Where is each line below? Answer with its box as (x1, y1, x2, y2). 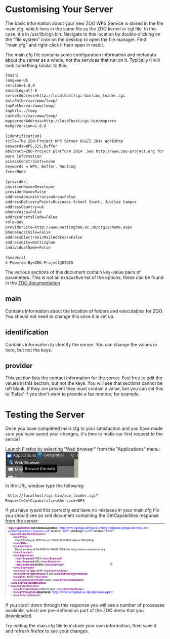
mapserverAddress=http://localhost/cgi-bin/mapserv (5, 118, 116, 124)
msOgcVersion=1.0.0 (5, 123, 47, 129)
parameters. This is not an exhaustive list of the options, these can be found (5, 274, 164, 281)
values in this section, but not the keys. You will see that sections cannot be (5, 380, 163, 386)
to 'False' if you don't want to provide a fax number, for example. (5, 391, 140, 397)
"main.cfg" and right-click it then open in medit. (5, 42, 105, 48)
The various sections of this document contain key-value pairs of (5, 269, 141, 275)
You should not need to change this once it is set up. (5, 313, 115, 319)
